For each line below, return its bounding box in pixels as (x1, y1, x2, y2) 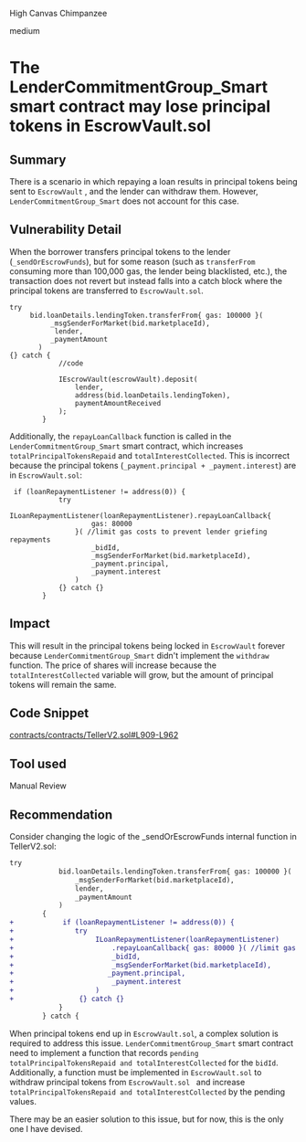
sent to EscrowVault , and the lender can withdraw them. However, (9, 186, 259, 196)
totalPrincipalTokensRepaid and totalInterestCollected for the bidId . (9, 1057, 279, 1068)
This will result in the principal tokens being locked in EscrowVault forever (9, 640, 286, 651)
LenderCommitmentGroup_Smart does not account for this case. (9, 196, 239, 206)
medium (9, 26, 40, 36)
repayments (9, 534, 51, 545)
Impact (9, 616, 50, 631)
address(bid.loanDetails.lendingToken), (74, 390, 231, 400)
